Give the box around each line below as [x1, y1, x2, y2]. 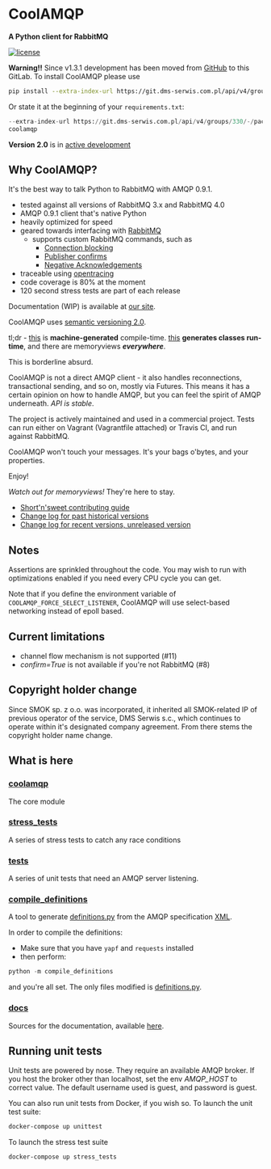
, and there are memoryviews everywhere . [23, 341, 166, 352]
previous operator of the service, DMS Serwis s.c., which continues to [8, 713, 241, 723]
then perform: [19, 952, 67, 962]
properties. [8, 456, 45, 466]
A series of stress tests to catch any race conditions [8, 834, 181, 845]
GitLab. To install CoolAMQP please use [8, 71, 141, 81]
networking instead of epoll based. [8, 606, 124, 616]
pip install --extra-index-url [8, 87, 114, 95]
